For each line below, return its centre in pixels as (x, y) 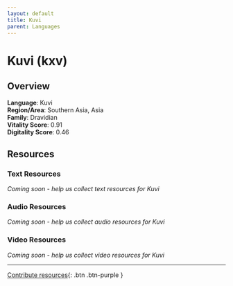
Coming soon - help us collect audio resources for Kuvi (86, 222)
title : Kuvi (24, 20)
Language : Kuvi (30, 103)
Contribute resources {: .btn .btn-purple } (65, 275)
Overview (29, 86)
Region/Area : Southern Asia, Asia (55, 110)
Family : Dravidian (32, 118)
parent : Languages (34, 26)
